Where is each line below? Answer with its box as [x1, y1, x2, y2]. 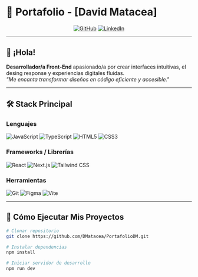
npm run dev [6, 266, 35, 272]
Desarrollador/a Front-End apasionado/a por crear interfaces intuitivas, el [6, 63, 187, 70]
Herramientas [6, 176, 47, 184]
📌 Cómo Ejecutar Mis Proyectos [6, 212, 124, 222]
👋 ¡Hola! [6, 47, 36, 58]
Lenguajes [6, 120, 37, 128]
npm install [6, 249, 35, 256]
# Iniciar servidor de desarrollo [6, 260, 91, 266]
